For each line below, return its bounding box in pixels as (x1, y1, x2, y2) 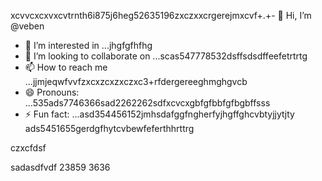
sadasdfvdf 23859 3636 (10, 161, 111, 173)
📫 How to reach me (24, 61, 108, 73)
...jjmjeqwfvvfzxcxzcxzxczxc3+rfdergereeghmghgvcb (24, 76, 248, 87)
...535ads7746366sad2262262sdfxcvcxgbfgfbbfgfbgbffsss (24, 97, 271, 109)
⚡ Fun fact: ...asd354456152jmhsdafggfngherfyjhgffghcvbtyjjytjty (24, 108, 295, 120)
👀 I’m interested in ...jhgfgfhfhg (24, 40, 153, 51)
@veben (10, 20, 45, 32)
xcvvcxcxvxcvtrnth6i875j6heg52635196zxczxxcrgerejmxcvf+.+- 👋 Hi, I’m (10, 10, 312, 21)
